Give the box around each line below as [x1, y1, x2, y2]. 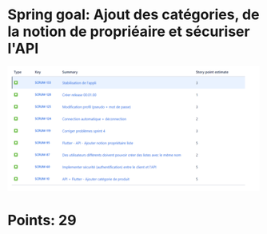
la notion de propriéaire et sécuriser [7, 22, 250, 41]
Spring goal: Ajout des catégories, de [7, 6, 260, 24]
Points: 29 [7, 212, 77, 229]
